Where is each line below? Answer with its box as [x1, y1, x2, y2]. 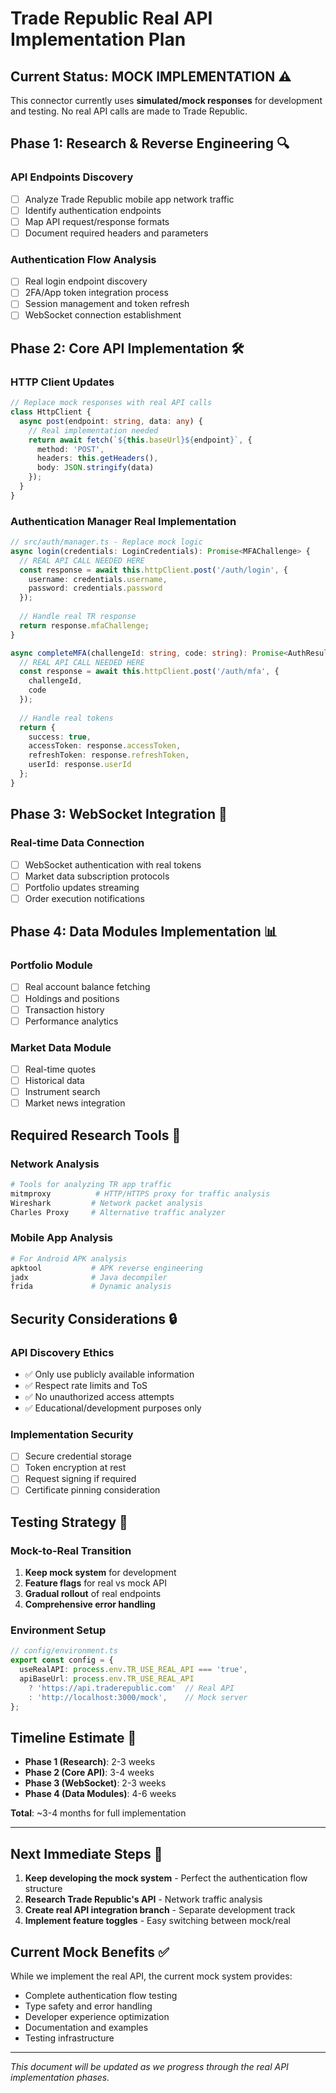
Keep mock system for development [24, 1567, 177, 1579]
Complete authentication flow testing [24, 1990, 178, 2002]
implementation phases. [10, 2072, 110, 2084]
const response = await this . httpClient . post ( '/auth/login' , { [19, 565, 288, 575]
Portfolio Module [10, 958, 93, 972]
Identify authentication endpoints [24, 204, 162, 216]
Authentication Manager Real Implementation [10, 514, 237, 528]
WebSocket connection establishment [24, 309, 182, 321]
